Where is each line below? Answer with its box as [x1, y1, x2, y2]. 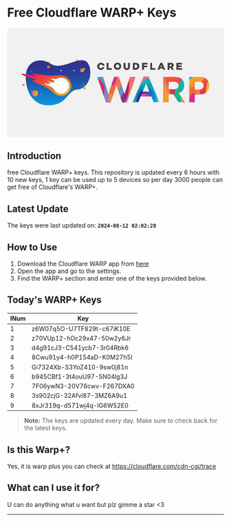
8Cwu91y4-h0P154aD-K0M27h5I [32, 353, 133, 361]
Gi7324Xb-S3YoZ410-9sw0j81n [32, 363, 129, 371]
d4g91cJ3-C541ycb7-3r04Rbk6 [32, 343, 129, 352]
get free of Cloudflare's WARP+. [7, 183, 98, 191]
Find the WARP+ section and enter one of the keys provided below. [16, 274, 208, 283]
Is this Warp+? [7, 443, 71, 456]
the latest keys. [23, 424, 67, 432]
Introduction [7, 150, 62, 161]
